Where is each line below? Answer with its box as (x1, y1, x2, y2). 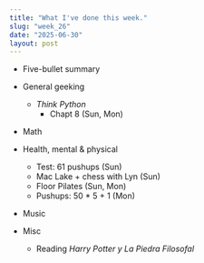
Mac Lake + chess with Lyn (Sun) (35, 171, 161, 182)
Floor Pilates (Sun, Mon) (35, 181, 127, 192)
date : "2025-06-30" (9, 30, 83, 39)
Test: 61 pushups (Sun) (35, 161, 122, 173)
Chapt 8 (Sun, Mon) (49, 108, 124, 119)
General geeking (22, 81, 85, 92)
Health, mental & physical (22, 144, 118, 155)
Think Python (35, 99, 86, 110)
